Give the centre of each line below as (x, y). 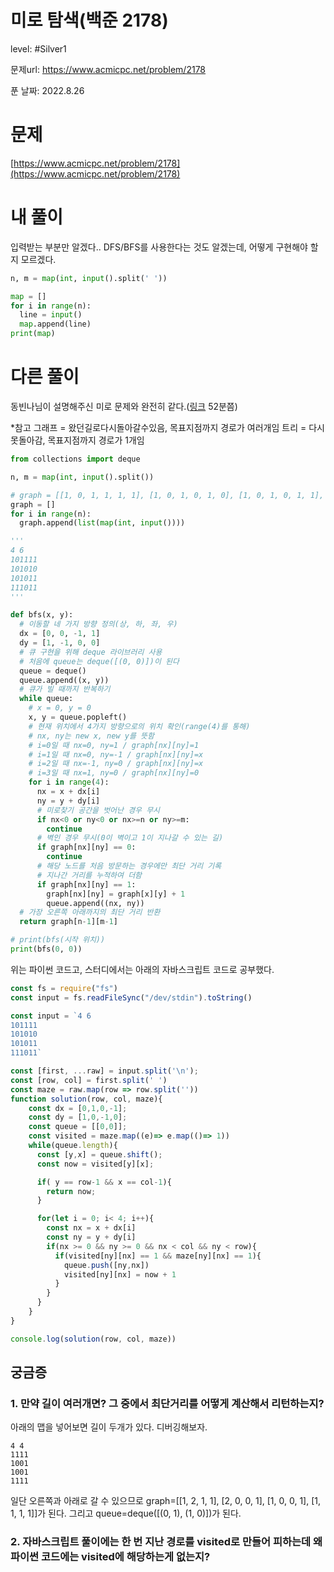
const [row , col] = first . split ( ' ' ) (89, 1080)
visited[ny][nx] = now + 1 (120, 1274)
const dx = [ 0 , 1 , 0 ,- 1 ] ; (78, 1108)
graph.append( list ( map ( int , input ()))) (102, 523)
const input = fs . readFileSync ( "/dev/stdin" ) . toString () (131, 997)
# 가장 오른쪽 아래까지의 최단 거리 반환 (90, 912)
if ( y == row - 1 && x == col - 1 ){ (104, 1182)
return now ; (71, 1191)
